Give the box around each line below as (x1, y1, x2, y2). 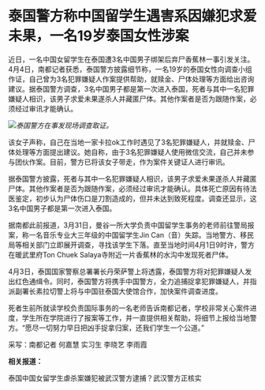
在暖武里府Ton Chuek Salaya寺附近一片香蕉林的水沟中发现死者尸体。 (8, 249, 233, 259)
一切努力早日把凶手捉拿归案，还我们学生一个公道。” (39, 323, 205, 332)
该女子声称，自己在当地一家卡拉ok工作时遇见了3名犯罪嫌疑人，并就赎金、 (8, 137, 248, 147)
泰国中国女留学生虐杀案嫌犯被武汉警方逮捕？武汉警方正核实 (8, 373, 202, 383)
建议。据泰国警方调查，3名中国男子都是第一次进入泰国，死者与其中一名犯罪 (8, 84, 255, 93)
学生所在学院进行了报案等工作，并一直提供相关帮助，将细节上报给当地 (21, 313, 250, 322)
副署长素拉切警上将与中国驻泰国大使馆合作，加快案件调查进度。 (14, 286, 222, 296)
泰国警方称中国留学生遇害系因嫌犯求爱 (8, 7, 258, 25)
